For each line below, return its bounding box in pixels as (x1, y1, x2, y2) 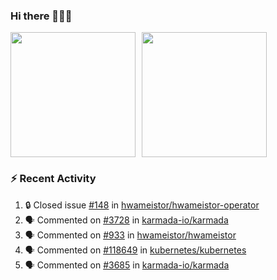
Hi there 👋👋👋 (10, 9, 73, 23)
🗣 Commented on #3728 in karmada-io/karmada (24, 214, 229, 226)
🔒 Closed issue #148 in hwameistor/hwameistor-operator (24, 199, 260, 211)
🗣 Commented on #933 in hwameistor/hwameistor (24, 229, 237, 241)
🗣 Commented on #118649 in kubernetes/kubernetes (24, 244, 247, 256)
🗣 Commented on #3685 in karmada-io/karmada (24, 259, 230, 271)
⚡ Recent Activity (10, 172, 97, 186)
